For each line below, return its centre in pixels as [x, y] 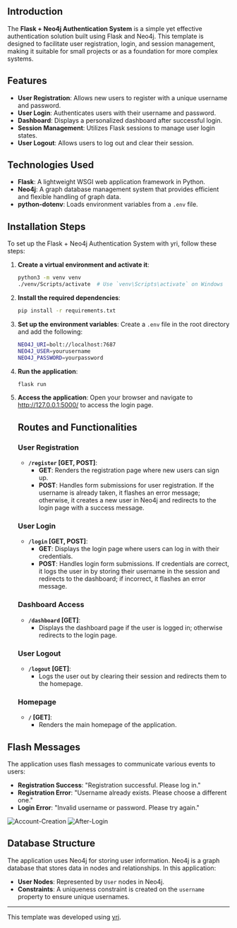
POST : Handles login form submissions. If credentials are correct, [134, 564]
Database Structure [51, 844]
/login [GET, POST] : [58, 541]
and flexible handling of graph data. [69, 197]
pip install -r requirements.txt [67, 311]
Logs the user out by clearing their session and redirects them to [133, 676]
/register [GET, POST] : [62, 463]
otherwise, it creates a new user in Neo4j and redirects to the [127, 500]
